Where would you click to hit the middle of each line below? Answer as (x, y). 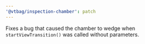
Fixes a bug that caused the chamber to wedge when (70, 28)
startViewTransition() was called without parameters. (72, 34)
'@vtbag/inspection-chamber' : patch (51, 11)
